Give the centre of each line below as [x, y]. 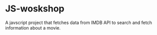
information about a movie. [33, 27]
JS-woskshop [35, 9]
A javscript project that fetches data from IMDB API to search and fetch [78, 22]
